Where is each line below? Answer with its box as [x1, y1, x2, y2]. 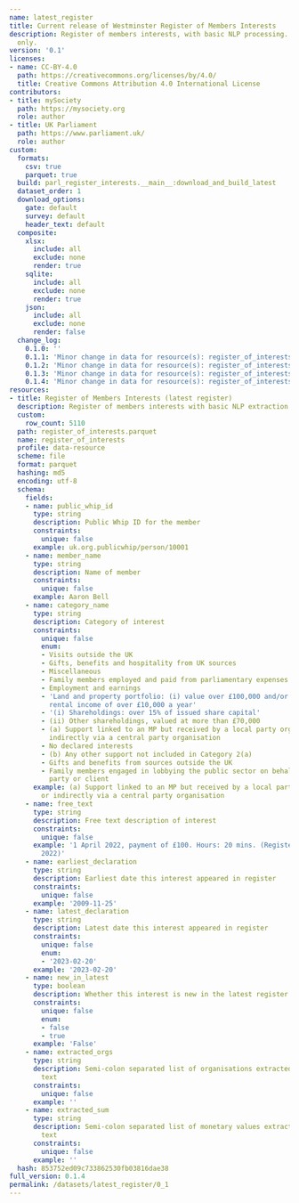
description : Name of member [32, 567, 141, 577]
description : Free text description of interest [32, 816, 217, 825]
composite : [17, 228, 58, 237]
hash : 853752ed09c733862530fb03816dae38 [17, 1164, 169, 1173]
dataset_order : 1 [17, 187, 82, 196]
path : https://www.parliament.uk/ [17, 129, 145, 138]
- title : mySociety [9, 95, 82, 105]
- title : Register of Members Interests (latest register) [9, 394, 233, 403]
